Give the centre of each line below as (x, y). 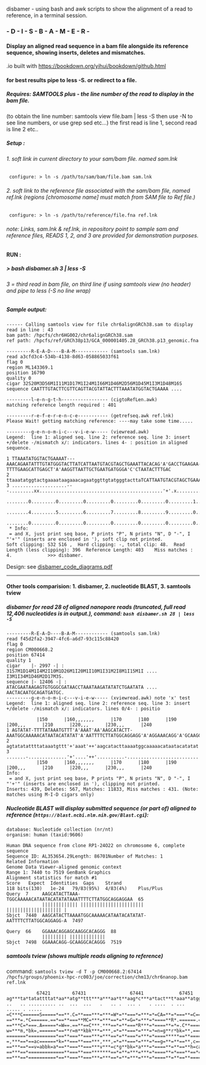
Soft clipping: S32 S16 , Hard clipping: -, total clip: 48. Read (96, 544)
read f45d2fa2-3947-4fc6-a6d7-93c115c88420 (63, 639)
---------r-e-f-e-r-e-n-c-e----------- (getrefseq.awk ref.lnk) (90, 416)
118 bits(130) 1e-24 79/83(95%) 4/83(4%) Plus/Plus (85, 889)
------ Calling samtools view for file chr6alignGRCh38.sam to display (100, 325)
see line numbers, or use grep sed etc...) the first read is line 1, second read (102, 123)
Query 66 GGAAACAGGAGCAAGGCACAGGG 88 (61, 932)
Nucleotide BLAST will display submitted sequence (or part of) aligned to (101, 808)
